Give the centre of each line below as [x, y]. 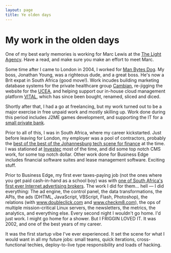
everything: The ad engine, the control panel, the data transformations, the [84, 192]
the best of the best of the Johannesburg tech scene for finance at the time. [85, 144]
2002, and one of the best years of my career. [54, 224]
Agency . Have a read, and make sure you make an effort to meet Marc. [80, 60]
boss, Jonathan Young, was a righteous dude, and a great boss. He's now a [85, 75]
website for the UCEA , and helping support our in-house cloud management [86, 91]
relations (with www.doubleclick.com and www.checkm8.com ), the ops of [83, 202]
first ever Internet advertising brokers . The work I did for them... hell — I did [85, 186]
